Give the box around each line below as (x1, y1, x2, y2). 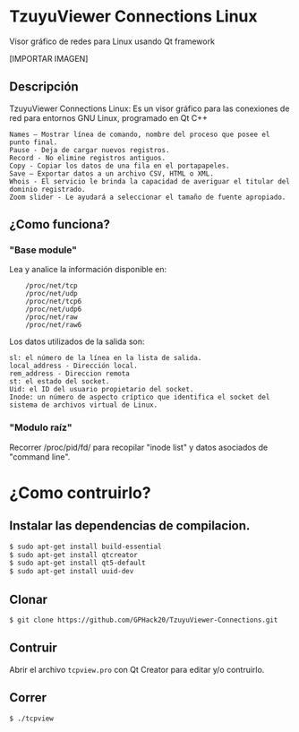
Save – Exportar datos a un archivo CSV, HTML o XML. (9, 168, 215, 178)
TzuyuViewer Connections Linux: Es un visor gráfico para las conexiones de (9, 103, 290, 114)
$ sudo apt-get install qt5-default (9, 558, 146, 568)
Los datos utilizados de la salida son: (9, 336, 145, 347)
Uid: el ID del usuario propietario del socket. (9, 385, 194, 394)
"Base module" (9, 244, 78, 256)
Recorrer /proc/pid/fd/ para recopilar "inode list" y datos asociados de (9, 442, 269, 452)
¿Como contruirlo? (9, 482, 151, 503)
